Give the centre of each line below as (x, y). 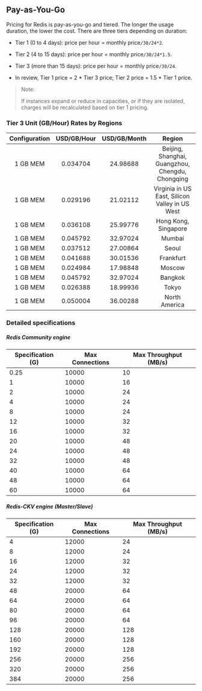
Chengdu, (173, 171)
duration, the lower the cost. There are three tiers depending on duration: (97, 31)
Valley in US (173, 204)
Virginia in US (173, 189)
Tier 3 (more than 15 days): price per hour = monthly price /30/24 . (96, 66)
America (173, 305)
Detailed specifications (41, 323)
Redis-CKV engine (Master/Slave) (50, 506)
